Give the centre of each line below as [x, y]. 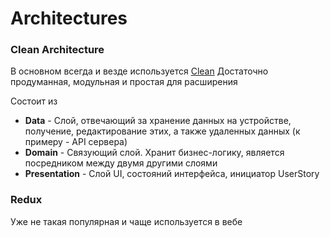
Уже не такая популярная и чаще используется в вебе [126, 221]
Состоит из [34, 101]
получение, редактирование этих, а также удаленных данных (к [162, 131]
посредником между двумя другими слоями [121, 163]
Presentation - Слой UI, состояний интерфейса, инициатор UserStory [172, 174]
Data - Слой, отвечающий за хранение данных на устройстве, [158, 121]
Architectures [69, 18]
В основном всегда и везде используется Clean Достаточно [139, 71]
